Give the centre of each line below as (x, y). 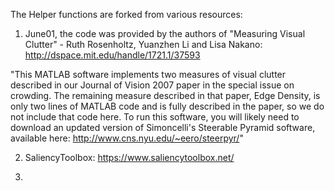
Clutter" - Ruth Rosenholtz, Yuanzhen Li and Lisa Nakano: (143, 44)
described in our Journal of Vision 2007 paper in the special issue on (152, 85)
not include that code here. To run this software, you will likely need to (155, 117)
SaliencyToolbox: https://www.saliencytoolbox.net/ (129, 157)
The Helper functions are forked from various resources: (126, 14)
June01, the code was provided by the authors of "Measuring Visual (165, 33)
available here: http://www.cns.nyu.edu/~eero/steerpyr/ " (127, 138)
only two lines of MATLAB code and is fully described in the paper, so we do (167, 106)
